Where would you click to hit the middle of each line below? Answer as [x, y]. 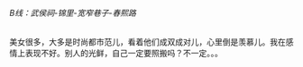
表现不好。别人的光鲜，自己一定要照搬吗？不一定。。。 [124, 54]
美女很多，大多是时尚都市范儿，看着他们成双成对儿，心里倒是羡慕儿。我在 [147, 42]
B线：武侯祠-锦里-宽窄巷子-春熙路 [73, 13]
